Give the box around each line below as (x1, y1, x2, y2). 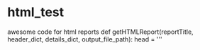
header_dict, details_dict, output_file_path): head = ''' (7, 35, 162, 43)
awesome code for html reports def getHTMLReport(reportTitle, (7, 27, 194, 36)
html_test (7, 4, 65, 20)
